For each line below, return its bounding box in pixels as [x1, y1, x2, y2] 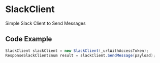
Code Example [5, 35, 52, 43]
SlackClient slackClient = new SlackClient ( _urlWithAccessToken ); [5, 48, 149, 53]
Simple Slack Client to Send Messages [5, 20, 86, 26]
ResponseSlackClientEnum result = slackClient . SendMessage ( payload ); [5, 53, 156, 58]
